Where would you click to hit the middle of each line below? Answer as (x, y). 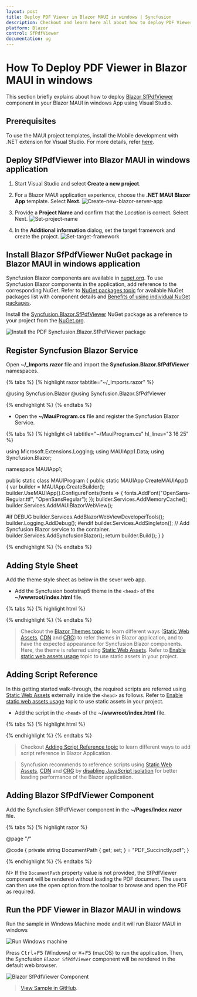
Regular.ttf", (20, 499)
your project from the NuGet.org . (46, 321)
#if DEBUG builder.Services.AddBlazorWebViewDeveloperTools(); (85, 517)
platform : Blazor (27, 28)
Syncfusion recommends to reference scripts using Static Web (96, 764)
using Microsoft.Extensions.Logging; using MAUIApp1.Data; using (85, 452)
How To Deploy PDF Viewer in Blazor (97, 68)
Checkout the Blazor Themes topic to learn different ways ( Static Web (105, 631)
